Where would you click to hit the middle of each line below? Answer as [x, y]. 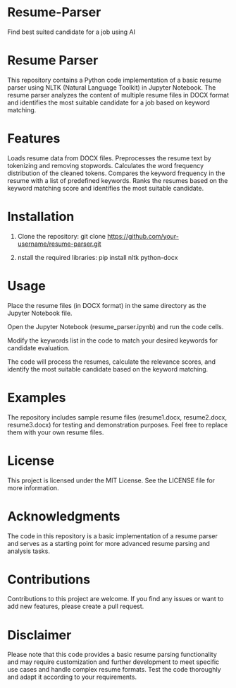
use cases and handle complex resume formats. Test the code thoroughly [114, 670]
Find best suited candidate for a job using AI [72, 32]
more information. [33, 487]
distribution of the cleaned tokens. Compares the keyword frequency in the [116, 173]
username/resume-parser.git [59, 244]
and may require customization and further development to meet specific [113, 662]
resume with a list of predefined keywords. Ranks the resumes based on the [118, 180]
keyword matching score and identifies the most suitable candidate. [106, 188]
